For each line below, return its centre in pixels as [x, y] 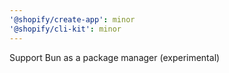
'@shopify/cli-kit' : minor [65, 29]
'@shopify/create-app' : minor [72, 19]
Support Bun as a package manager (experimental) [115, 57]
